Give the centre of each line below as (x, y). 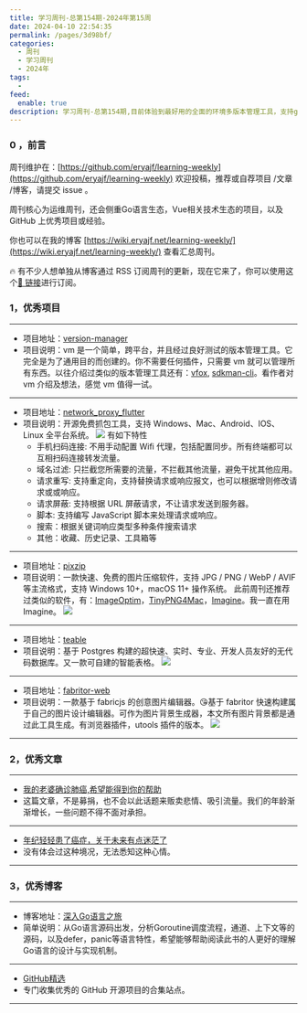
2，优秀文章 (36, 759)
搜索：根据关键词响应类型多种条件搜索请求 (116, 526)
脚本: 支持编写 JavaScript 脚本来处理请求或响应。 (129, 515)
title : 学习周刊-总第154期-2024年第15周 (80, 18)
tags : (20, 78)
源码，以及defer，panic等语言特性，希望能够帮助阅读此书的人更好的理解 (159, 939)
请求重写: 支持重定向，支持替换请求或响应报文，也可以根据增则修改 (163, 480)
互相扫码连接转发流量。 (80, 457)
